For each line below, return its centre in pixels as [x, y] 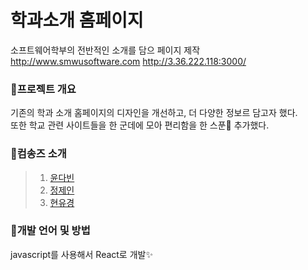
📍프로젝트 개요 [43, 89]
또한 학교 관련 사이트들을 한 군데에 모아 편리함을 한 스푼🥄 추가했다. [140, 125]
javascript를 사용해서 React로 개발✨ [81, 254]
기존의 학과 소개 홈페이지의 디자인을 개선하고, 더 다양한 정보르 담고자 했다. [154, 113]
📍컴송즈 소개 [38, 154]
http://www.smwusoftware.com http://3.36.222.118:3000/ [128, 61]
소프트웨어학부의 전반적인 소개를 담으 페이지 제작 [105, 50]
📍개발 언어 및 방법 [50, 231]
